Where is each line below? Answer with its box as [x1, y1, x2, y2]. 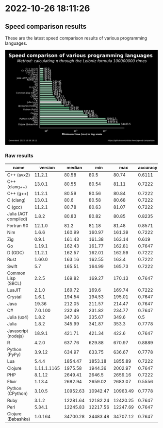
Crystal [7, 294, 22, 300]
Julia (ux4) [7, 314, 29, 320]
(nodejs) [7, 333, 24, 339]
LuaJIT [7, 287, 21, 293]
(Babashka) [7, 416, 31, 422]
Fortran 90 [7, 223, 29, 229]
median [66, 165, 82, 171]
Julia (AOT [7, 211, 28, 216]
